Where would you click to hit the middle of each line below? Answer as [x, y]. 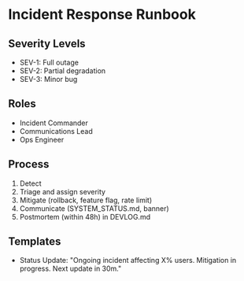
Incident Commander [54, 123]
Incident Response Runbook [102, 15]
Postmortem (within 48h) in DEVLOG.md [85, 216]
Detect [30, 183]
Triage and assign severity [63, 191]
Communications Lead [56, 131]
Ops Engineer [42, 139]
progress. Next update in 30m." [70, 268]
